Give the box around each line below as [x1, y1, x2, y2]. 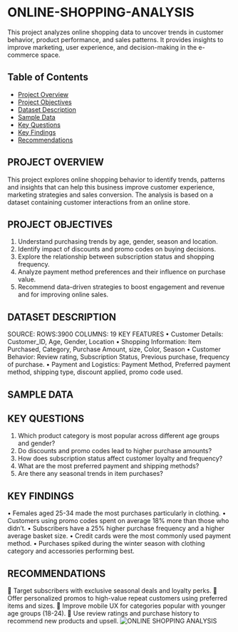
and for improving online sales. [17, 290, 109, 299]
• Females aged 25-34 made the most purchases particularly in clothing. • [7, 509, 227, 517]
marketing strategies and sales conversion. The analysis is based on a [7, 190, 214, 199]
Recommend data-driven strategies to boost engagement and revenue [17, 283, 225, 291]
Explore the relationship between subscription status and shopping [17, 252, 214, 261]
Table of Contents [7, 71, 89, 83]
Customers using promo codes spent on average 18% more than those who [7, 517, 229, 525]
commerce [7, 51, 39, 59]
